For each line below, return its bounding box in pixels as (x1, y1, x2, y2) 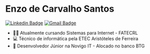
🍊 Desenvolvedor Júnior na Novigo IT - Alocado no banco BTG (12, 43, 145, 49)
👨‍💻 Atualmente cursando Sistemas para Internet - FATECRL (12, 30, 138, 36)
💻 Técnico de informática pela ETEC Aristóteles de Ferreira (12, 35, 139, 41)
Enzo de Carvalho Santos (5, 3, 114, 15)
